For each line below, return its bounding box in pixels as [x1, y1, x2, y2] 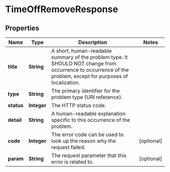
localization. [51, 79, 80, 86]
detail [8, 117, 22, 123]
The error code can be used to [51, 131, 124, 138]
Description [78, 39, 107, 46]
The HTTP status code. [51, 102, 106, 109]
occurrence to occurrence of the [51, 66, 129, 73]
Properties [5, 24, 39, 32]
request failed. [51, 144, 86, 151]
